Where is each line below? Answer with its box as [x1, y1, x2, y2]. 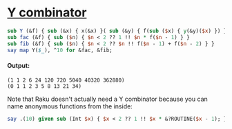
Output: [7, 62, 30, 70]
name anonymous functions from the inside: [7, 102, 133, 110]
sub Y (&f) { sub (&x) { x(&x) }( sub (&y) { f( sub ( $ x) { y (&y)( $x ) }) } [7, 27, 227, 34]
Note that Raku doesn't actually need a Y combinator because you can [7, 95, 209, 103]
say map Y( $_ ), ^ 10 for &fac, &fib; [7, 47, 113, 54]
